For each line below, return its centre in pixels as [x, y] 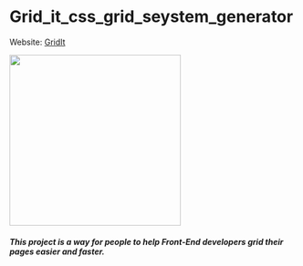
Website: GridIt [37, 42]
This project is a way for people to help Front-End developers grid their [146, 241]
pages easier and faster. [57, 251]
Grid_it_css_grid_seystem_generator [151, 17]
